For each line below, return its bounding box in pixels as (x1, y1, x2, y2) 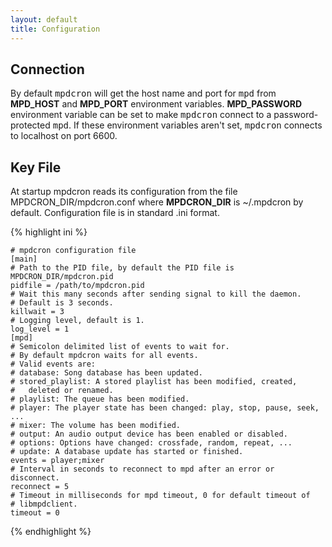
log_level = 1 (10, 324, 70, 335)
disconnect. (10, 473, 60, 483)
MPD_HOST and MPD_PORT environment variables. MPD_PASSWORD (10, 98, 303, 110)
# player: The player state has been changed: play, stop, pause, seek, (10, 403, 320, 413)
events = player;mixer (10, 456, 105, 466)
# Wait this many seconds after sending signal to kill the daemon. (10, 289, 302, 300)
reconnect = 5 (10, 482, 70, 492)
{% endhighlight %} (10, 526, 92, 538)
